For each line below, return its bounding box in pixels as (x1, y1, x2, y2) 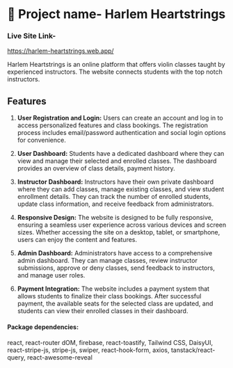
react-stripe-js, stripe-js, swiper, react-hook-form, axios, (7, 346, 170, 354)
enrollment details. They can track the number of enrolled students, (17, 193, 211, 201)
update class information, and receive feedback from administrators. (17, 200, 214, 208)
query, (7, 353, 26, 361)
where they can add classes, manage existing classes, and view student (17, 185, 225, 193)
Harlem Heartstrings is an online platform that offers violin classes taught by (7, 61, 225, 69)
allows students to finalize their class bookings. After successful (17, 292, 202, 301)
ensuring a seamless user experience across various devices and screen (17, 221, 227, 229)
